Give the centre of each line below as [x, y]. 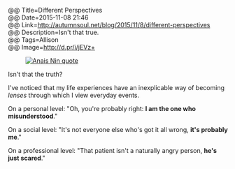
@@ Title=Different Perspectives [55, 10]
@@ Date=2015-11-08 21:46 [48, 17]
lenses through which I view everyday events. [74, 95]
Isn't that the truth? [35, 74]
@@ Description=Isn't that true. [54, 32]
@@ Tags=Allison [33, 40]
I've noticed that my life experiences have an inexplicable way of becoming [116, 88]
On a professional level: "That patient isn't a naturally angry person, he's [113, 150]
